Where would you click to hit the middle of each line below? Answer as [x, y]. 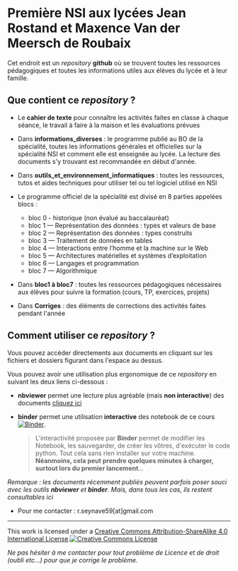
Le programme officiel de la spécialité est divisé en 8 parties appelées [120, 196]
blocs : [27, 204]
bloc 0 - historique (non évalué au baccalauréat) [99, 217]
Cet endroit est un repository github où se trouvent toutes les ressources [114, 62]
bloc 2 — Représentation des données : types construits [110, 233]
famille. [18, 78]
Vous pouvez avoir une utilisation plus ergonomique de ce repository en [112, 374]
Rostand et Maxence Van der [94, 28]
